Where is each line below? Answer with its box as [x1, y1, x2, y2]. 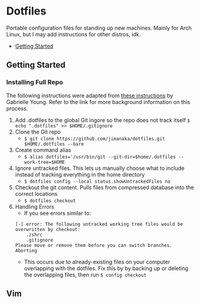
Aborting [15, 247, 37, 253]
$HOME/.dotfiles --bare [24, 141, 85, 147]
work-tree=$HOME [24, 159, 65, 165]
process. [6, 105, 28, 112]
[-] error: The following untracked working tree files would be [15, 221, 183, 227]
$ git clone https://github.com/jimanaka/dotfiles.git [24, 135, 165, 142]
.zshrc [26, 232, 43, 238]
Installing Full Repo [6, 78, 63, 86]
